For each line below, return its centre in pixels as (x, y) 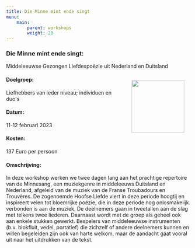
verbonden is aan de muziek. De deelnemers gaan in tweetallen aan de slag (97, 209)
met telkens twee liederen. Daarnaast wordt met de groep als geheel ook (93, 215)
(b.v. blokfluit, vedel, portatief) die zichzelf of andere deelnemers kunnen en (98, 228)
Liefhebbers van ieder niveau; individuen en (59, 92)
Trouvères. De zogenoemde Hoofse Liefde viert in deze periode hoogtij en (95, 197)
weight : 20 (40, 33)
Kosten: (16, 138)
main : (23, 22)
